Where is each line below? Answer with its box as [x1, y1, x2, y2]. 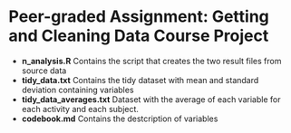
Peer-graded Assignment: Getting [8, 6, 269, 27]
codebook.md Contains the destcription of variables [21, 113, 218, 124]
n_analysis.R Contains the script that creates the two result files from [21, 55, 282, 66]
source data [21, 65, 67, 76]
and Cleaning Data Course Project [8, 25, 269, 46]
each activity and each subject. [21, 103, 140, 114]
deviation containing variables [21, 84, 134, 95]
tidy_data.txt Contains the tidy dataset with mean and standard [21, 74, 259, 85]
